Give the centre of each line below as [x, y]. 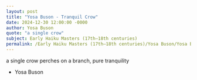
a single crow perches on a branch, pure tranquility [68, 60]
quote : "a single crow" [35, 33]
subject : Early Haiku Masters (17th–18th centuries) [72, 39]
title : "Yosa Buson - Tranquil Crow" [52, 17]
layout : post [22, 11]
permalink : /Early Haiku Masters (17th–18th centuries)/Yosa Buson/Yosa [97, 44]
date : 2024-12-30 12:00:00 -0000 [47, 22]
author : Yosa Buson [30, 28]
